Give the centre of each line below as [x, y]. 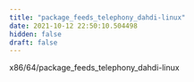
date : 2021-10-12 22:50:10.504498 [74, 26]
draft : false [34, 42]
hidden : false [36, 34]
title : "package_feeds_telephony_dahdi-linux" [97, 17]
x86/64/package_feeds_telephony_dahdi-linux [95, 68]
